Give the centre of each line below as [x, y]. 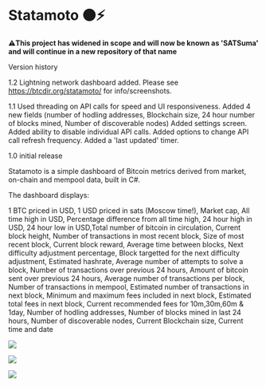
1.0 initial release [35, 156]
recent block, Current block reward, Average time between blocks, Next [126, 244]
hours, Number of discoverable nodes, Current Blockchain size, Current [126, 321]
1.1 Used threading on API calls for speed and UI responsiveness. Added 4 [129, 106]
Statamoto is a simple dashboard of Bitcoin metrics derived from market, [127, 171]
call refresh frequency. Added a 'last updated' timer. [94, 140]
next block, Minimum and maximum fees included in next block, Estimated [130, 295]
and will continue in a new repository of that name [93, 51]
